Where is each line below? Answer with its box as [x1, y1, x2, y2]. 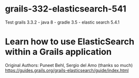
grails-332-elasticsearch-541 [5, 3, 127, 14]
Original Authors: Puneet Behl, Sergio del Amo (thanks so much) [5, 62, 133, 68]
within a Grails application [5, 47, 112, 57]
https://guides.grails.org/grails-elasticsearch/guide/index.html [5, 67, 129, 73]
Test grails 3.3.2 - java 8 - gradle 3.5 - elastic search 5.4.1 [5, 19, 120, 25]
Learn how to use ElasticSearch [5, 36, 135, 47]
